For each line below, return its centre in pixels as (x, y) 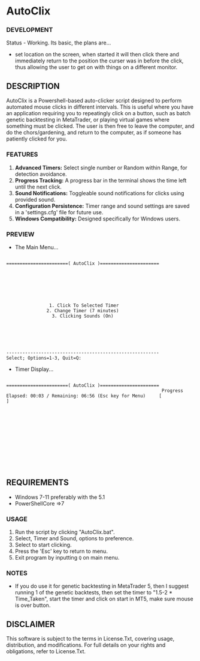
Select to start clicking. (43, 545)
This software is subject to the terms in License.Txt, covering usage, (90, 639)
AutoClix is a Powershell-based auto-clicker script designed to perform (94, 101)
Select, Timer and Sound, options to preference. (74, 538)
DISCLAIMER (31, 624)
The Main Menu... (37, 247)
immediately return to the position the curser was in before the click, (99, 61)
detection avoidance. (41, 174)
